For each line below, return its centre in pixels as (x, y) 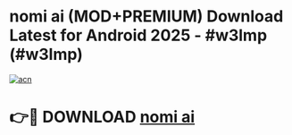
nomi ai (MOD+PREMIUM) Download (146, 17)
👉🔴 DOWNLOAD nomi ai (102, 117)
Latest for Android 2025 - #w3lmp (138, 35)
